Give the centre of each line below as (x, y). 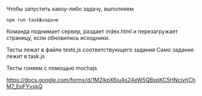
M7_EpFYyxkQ (24, 86)
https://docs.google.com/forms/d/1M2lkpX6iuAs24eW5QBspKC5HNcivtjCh (101, 80)
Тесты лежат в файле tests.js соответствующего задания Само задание (100, 50)
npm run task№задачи (33, 20)
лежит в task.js (26, 56)
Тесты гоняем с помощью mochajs (52, 68)
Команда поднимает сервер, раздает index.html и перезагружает (92, 31)
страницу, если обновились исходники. (58, 38)
